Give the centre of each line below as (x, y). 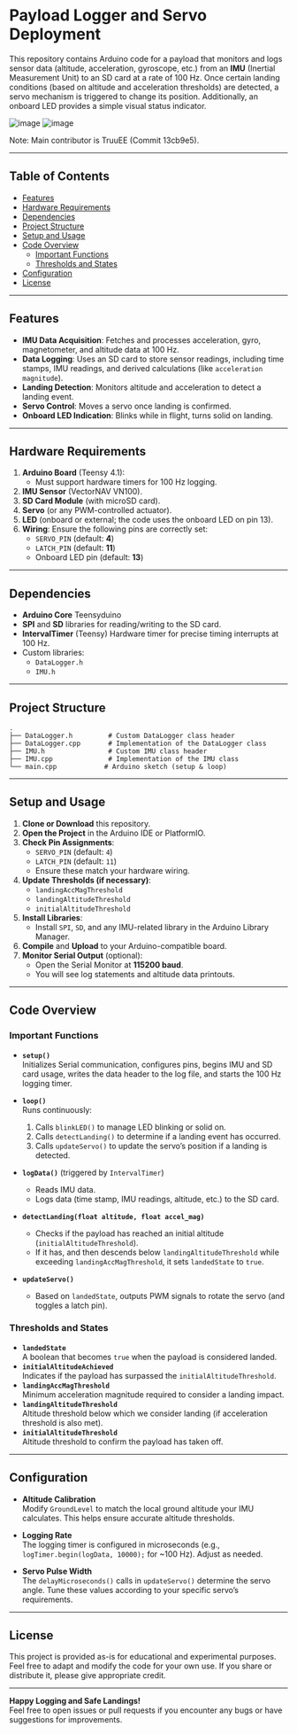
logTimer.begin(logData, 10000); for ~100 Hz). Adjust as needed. (142, 1554)
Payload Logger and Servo (108, 16)
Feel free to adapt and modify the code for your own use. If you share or (141, 1666)
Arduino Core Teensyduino (72, 615)
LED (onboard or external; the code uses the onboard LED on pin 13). (148, 520)
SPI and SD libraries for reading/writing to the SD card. (122, 625)
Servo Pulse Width (57, 1571)
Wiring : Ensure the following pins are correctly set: (115, 529)
